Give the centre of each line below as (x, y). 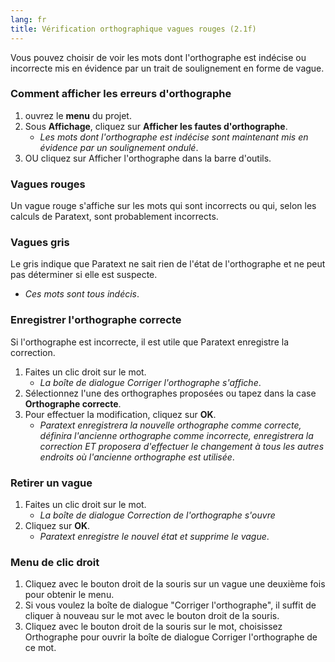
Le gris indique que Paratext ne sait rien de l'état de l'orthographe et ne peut (168, 264)
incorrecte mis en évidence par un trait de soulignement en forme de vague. (167, 68)
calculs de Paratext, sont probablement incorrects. (114, 217)
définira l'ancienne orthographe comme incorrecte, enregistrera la (176, 435)
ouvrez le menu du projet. (78, 115)
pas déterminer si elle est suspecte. (84, 275)
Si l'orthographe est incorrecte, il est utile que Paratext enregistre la (149, 342)
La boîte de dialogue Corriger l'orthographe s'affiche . (150, 382)
